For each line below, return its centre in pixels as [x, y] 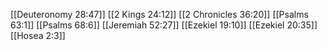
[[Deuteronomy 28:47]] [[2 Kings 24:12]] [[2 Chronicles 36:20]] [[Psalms [159, 14]
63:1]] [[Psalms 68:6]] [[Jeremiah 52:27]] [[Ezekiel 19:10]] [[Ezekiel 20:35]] [164, 25]
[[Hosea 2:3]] [38, 35]
